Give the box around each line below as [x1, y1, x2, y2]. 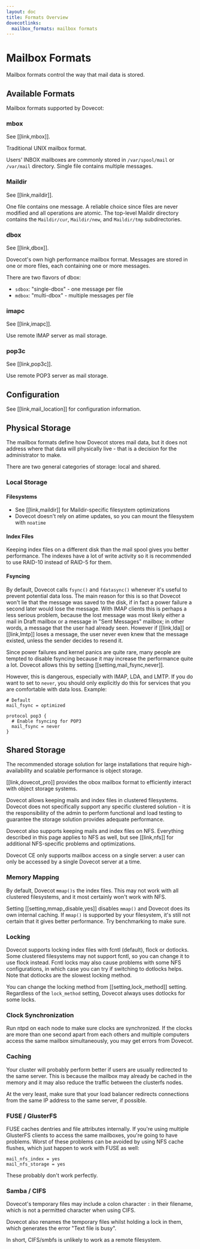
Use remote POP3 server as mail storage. [6, 372, 108, 380]
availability [6, 767, 33, 774]
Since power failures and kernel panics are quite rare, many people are [6, 648, 181, 655]
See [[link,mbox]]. [6, 133, 51, 140]
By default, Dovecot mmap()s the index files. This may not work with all [6, 887, 178, 894]
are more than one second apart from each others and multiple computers [6, 1031, 190, 1038]
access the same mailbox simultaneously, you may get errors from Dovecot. [6, 1037, 193, 1045]
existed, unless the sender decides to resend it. [6, 637, 123, 644]
